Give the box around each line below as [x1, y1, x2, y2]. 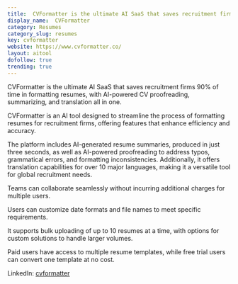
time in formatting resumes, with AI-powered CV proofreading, [7, 90, 190, 98]
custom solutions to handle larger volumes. [7, 234, 133, 242]
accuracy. [7, 126, 37, 135]
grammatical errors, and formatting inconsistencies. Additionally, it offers [7, 155, 220, 164]
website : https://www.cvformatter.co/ [7, 43, 122, 50]
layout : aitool [7, 50, 52, 57]
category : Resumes [7, 23, 62, 30]
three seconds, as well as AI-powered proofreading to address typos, [7, 147, 210, 156]
